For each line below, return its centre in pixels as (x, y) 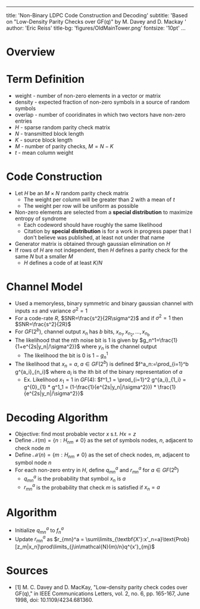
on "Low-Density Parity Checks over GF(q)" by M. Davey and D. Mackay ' (96, 22)
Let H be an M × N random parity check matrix (72, 193)
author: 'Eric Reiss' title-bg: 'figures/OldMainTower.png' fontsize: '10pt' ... (96, 28)
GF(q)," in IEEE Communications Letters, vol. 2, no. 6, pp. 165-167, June (102, 594)
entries (24, 121)
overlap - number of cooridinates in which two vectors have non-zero (100, 115)
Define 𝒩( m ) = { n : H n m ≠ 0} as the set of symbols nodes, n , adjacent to (104, 441)
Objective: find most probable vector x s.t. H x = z (75, 434)
